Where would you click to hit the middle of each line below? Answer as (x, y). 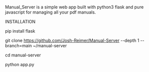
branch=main (19, 45)
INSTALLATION (20, 22)
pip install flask (20, 31)
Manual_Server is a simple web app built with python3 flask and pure (74, 7)
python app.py (20, 64)
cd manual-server (23, 55)
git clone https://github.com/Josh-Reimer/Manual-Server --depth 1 (72, 40)
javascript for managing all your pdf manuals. (51, 12)
